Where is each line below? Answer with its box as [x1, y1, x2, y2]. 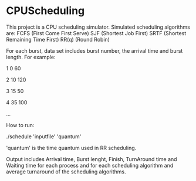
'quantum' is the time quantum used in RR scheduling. [6, 144, 137, 151]
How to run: [6, 121, 35, 128]
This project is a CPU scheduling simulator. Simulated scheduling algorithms [6, 23, 191, 30]
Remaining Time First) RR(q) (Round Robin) [6, 36, 110, 43]
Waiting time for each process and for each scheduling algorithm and [6, 162, 174, 169]
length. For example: [6, 53, 56, 60]
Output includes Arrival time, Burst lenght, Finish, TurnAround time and [6, 155, 177, 162]
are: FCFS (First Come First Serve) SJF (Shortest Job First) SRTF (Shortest [6, 29, 187, 36]
